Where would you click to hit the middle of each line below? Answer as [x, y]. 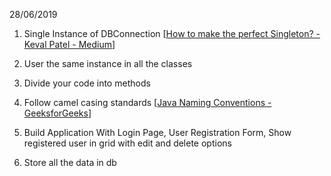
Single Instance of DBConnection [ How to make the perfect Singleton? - [172, 33]
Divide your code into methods [87, 83]
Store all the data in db [70, 162]
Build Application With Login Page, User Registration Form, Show [157, 132]
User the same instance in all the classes [108, 63]
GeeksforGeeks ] [57, 113]
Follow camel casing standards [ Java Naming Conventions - [147, 102]
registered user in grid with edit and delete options [127, 143]
